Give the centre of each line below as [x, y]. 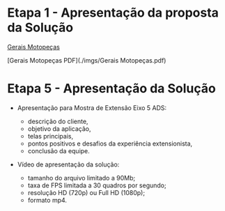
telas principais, [51, 136]
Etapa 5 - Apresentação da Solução [111, 89]
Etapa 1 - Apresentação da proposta [113, 13]
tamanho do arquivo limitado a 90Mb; [82, 178]
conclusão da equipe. [59, 150]
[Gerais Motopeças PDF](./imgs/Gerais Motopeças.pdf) [87, 60]
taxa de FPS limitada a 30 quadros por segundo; [97, 185]
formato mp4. [47, 200]
